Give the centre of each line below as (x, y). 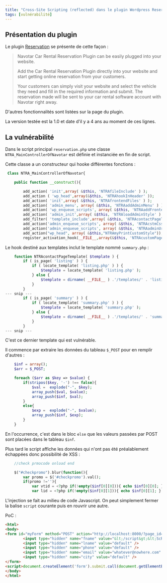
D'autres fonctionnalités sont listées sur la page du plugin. (65, 112)
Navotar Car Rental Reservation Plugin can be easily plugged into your (89, 56)
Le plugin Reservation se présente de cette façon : (57, 47)
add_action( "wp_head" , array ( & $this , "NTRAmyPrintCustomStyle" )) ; (93, 233)
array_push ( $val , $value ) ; (60, 392)
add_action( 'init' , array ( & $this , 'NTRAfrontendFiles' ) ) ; (88, 201)
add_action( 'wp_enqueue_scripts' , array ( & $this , (77, 210)
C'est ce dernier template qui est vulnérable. (51, 340)
